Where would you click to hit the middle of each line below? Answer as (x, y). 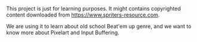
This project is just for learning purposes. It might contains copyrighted (93, 9)
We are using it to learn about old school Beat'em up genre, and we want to (99, 26)
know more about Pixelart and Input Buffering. (63, 33)
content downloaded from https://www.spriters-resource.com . (83, 15)
